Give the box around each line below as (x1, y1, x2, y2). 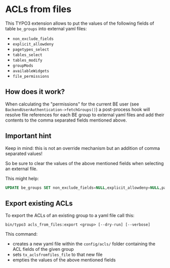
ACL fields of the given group (12, 246, 74, 252)
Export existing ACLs (5, 199, 73, 207)
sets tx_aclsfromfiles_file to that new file (12, 251, 103, 258)
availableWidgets (12, 68, 50, 74)
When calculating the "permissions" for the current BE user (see (5, 101, 139, 107)
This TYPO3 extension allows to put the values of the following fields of (5, 20, 154, 26)
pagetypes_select (12, 47, 50, 52)
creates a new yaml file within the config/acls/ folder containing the (12, 241, 156, 247)
